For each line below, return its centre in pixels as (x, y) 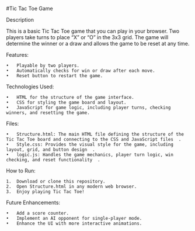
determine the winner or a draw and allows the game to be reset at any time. (98, 44)
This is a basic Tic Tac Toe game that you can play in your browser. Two (93, 31)
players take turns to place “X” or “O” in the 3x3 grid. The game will (87, 37)
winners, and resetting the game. (48, 113)
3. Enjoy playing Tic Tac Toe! (45, 192)
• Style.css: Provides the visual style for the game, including (90, 144)
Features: (18, 55)
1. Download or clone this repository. (56, 181)
